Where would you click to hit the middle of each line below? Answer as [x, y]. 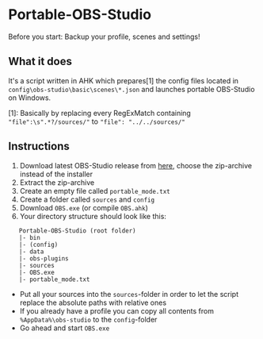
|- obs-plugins [44, 258]
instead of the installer [56, 174]
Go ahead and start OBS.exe [65, 328]
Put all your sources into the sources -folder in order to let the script [129, 294]
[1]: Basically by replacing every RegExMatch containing [100, 113]
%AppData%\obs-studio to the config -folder [88, 319]
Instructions [39, 146]
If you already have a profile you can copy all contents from [116, 310]
